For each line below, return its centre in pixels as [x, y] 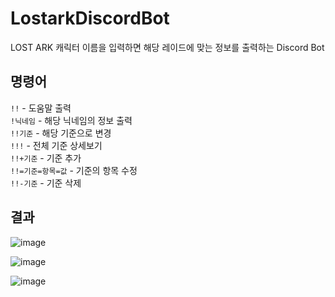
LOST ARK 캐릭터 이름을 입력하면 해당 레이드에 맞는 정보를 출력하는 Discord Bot [167, 47]
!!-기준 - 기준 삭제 [46, 183]
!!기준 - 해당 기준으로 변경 [61, 133]
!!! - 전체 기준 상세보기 [56, 145]
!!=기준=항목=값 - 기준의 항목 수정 [74, 170]
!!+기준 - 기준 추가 [46, 158]
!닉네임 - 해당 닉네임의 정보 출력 [71, 120]
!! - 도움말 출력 [41, 108]
